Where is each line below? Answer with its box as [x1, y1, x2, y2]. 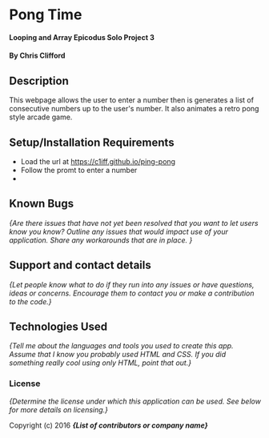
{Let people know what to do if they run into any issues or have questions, [9, 279, 255, 289]
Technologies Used [9, 320, 107, 334]
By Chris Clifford [9, 50, 66, 61]
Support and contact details [9, 259, 151, 272]
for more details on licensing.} [9, 404, 109, 414]
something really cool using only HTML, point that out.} [9, 358, 191, 368]
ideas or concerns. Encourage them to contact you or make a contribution [9, 288, 255, 298]
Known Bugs [9, 197, 74, 211]
